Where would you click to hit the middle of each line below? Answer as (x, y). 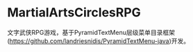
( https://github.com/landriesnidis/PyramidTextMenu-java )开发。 (99, 41)
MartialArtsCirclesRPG (74, 13)
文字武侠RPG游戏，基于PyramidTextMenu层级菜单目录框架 (91, 32)
